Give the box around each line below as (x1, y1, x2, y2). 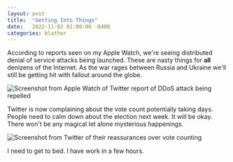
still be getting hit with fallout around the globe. (7, 71, 143, 79)
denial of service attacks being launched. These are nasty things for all (7, 56, 211, 65)
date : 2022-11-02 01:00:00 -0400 (7, 23, 111, 30)
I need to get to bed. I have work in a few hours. (7, 147, 145, 155)
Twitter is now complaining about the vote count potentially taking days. (7, 105, 214, 113)
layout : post (7, 10, 45, 17)
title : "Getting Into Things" (7, 17, 98, 24)
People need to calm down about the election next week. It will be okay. (7, 113, 213, 121)
